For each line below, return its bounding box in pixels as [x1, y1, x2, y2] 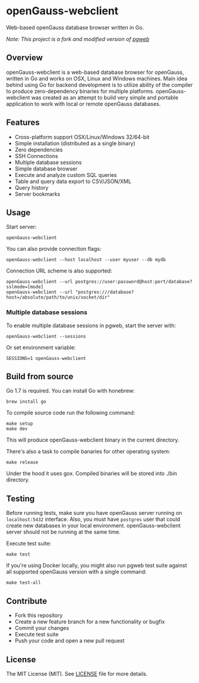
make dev [6, 426, 28, 432]
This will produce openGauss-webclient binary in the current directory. [6, 436, 179, 443]
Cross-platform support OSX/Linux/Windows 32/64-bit [14, 133, 150, 141]
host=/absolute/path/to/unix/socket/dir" [6, 294, 110, 300]
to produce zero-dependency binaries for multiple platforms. [6, 88, 154, 95]
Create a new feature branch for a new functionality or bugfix [14, 618, 165, 625]
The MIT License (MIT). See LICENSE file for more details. [6, 670, 148, 677]
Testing [6, 493, 35, 504]
